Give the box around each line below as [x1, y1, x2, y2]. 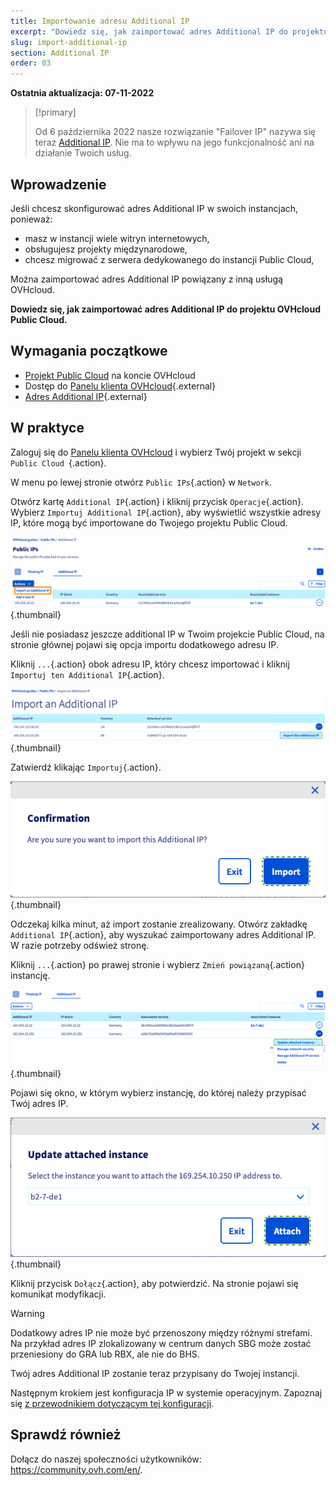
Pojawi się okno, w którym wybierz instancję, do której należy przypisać [10, 1087, 307, 1099]
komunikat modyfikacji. [10, 1288, 107, 1300]
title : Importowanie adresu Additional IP [10, 16, 190, 26]
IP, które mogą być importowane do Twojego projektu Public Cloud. [10, 516, 288, 529]
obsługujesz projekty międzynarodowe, [24, 243, 188, 255]
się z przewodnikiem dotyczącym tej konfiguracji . [10, 1397, 215, 1409]
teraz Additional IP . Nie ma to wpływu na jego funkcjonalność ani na [34, 136, 315, 149]
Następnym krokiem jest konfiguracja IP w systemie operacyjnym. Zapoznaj [10, 1386, 323, 1399]
